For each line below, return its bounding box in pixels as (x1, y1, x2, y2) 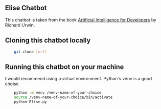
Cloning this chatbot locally (5, 36, 91, 44)
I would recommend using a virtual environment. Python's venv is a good (5, 76, 152, 82)
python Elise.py (14, 100, 47, 105)
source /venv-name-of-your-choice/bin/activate (14, 95, 113, 100)
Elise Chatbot (5, 4, 47, 12)
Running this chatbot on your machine (5, 63, 124, 71)
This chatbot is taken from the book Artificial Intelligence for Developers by (5, 17, 157, 22)
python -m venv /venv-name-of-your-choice (14, 90, 102, 95)
